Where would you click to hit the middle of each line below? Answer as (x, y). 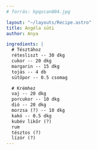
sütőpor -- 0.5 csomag (40, 77)
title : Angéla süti (30, 28)
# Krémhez (24, 88)
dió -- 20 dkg (29, 105)
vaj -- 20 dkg (29, 94)
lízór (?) (24, 138)
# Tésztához (26, 50)
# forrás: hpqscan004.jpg (38, 12)
